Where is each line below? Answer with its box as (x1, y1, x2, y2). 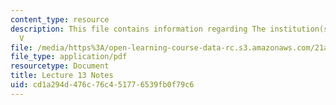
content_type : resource (10, 14, 110, 25)
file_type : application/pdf (10, 52, 128, 62)
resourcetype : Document (10, 61, 110, 71)
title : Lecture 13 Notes (10, 71, 114, 81)
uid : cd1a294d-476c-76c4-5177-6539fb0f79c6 (10, 80, 195, 90)
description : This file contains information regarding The (10, 24, 267, 34)
